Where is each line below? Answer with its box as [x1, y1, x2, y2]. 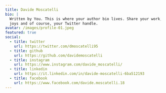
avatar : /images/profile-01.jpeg [5, 26, 74, 31]
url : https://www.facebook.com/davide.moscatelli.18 [14, 80, 125, 85]
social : [5, 35, 21, 40]
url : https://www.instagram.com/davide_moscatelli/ [14, 62, 123, 67]
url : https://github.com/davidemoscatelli [14, 53, 103, 58]
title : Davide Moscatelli [5, 7, 58, 12]
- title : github [9, 48, 43, 53]
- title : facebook [9, 76, 48, 81]
